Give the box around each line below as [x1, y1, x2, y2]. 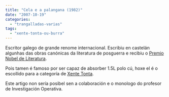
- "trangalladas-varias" [10, 21, 62, 27]
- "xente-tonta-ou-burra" [10, 31, 65, 36]
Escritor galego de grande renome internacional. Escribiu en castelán [5, 45, 150, 51]
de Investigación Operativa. [5, 86, 63, 91]
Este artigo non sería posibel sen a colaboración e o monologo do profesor [5, 80, 162, 86]
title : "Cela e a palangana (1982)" [5, 7, 83, 13]
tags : [5, 26, 17, 31]
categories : [5, 17, 30, 22]
